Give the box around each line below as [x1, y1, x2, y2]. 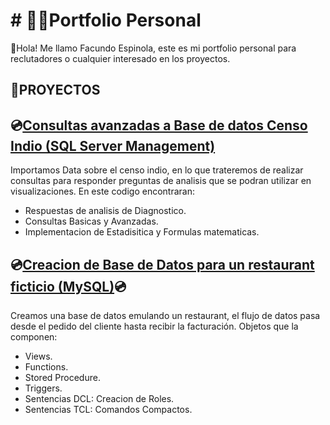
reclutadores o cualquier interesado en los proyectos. [10, 52, 231, 64]
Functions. [24, 360, 69, 373]
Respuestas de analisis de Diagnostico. [24, 205, 187, 217]
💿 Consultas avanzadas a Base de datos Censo [10, 117, 308, 134]
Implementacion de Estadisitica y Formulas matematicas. [24, 226, 260, 238]
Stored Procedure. [24, 371, 101, 383]
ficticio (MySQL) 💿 [10, 278, 127, 295]
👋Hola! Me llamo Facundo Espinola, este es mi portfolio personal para [10, 42, 297, 54]
